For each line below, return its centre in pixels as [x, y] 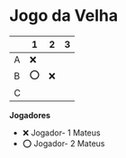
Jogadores [30, 115]
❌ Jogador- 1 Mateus [61, 133]
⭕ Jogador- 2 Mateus [63, 143]
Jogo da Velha [64, 16]
